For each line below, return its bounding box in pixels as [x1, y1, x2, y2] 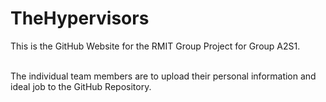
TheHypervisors [10, 7, 150, 30]
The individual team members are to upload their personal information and [10, 70, 317, 82]
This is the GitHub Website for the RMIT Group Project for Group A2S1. [10, 40, 301, 52]
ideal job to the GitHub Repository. [10, 80, 152, 92]
